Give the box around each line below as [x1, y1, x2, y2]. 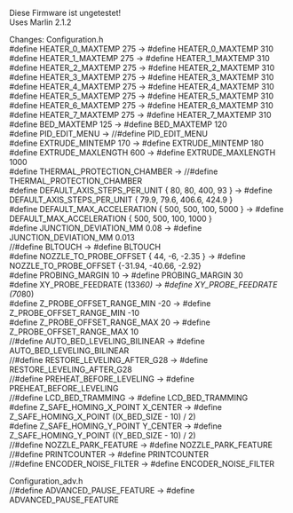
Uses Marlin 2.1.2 [9, 17, 72, 28]
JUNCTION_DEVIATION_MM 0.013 [9, 233, 135, 242]
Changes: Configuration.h [9, 35, 104, 44]
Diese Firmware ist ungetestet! [9, 8, 122, 18]
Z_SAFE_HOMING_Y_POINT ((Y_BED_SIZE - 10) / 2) [9, 430, 197, 440]
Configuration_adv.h [9, 476, 83, 486]
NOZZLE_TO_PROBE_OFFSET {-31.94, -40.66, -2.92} [9, 261, 202, 271]
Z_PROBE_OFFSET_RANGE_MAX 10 [9, 327, 139, 336]
